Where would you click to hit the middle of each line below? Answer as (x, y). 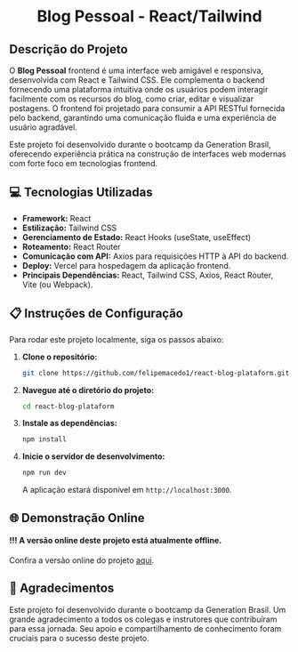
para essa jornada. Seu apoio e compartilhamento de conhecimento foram (145, 628)
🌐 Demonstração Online (77, 518)
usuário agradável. (43, 127)
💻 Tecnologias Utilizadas (81, 193)
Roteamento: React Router (71, 246)
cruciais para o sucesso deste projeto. (79, 638)
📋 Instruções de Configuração (97, 314)
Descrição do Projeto (68, 49)
